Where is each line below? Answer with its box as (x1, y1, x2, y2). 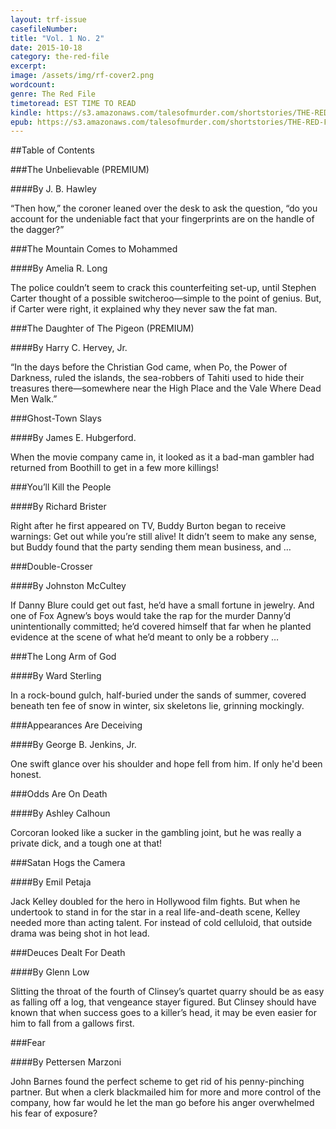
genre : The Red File (10, 89, 97, 99)
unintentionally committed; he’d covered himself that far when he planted (10, 621, 312, 633)
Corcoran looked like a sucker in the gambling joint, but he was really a (10, 827, 302, 839)
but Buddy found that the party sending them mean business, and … (10, 541, 292, 553)
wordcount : (10, 80, 56, 90)
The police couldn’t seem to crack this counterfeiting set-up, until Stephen (10, 282, 317, 294)
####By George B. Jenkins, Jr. (10, 739, 137, 751)
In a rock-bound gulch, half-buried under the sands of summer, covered (10, 689, 307, 701)
